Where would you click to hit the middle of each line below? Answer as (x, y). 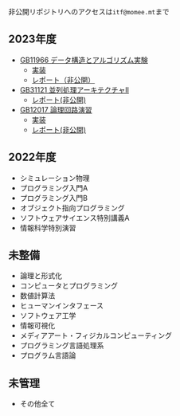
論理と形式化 (41, 276)
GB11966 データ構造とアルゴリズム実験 (84, 60)
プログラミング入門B (53, 198)
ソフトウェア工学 (48, 316)
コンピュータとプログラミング (68, 286)
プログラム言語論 (48, 355)
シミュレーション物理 (55, 178)
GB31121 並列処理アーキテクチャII (74, 89)
